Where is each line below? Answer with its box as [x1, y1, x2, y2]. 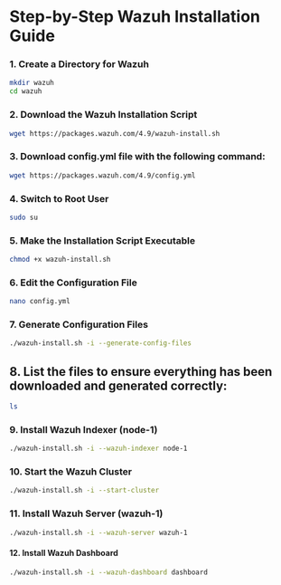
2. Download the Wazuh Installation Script [9, 109, 198, 121]
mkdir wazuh [9, 79, 54, 88]
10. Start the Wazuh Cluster [9, 465, 133, 478]
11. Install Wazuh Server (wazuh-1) [9, 507, 164, 520]
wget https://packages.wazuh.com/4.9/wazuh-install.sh [9, 129, 220, 138]
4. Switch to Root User [9, 192, 109, 205]
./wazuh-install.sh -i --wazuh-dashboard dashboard [9, 568, 208, 577]
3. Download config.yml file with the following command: [9, 150, 266, 163]
